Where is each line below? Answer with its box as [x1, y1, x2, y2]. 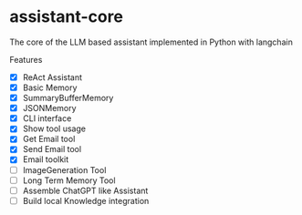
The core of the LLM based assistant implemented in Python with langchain [9, 36, 294, 47]
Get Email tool [22, 134, 76, 145]
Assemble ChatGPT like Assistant [22, 185, 149, 196]
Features [9, 54, 43, 65]
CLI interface [22, 113, 72, 124]
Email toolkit [22, 154, 69, 165]
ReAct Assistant [22, 71, 83, 83]
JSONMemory [22, 103, 77, 114]
